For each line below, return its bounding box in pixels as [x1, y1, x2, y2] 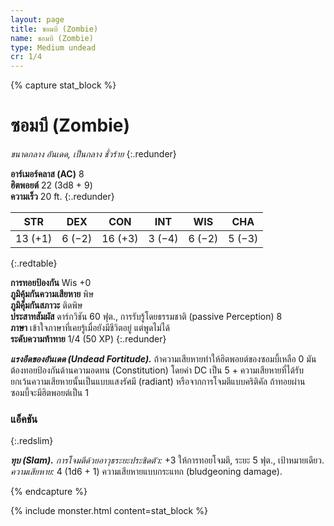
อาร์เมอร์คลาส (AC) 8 [10, 168, 85, 180]
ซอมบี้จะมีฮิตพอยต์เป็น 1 [10, 387, 89, 399]
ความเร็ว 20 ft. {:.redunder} [10, 191, 115, 203]
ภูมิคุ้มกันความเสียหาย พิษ [10, 288, 95, 300]
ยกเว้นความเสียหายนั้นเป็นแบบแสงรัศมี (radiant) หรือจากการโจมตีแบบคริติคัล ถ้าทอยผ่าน [10, 376, 306, 388]
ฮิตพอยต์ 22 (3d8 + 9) [10, 179, 93, 191]
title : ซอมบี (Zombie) [10, 24, 99, 34]
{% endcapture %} [10, 486, 88, 498]
